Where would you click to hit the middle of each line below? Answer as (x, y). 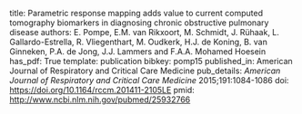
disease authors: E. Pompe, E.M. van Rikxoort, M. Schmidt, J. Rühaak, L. (145, 32)
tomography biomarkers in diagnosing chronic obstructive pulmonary (139, 23)
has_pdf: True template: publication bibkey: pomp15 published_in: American (151, 61)
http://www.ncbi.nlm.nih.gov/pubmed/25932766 (100, 100)
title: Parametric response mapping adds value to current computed (136, 13)
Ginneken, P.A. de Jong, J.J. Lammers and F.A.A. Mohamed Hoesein (138, 52)
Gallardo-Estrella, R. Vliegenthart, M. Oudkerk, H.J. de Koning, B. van (139, 42)
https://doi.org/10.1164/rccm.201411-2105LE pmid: (102, 90)
